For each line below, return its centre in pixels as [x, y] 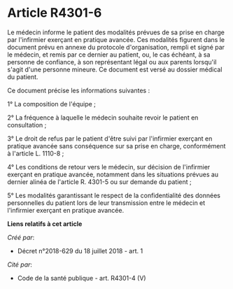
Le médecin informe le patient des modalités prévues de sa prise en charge [116, 32]
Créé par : [21, 237]
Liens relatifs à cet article [45, 224]
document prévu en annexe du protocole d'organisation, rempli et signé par [116, 47]
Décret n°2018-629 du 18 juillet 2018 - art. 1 [80, 251]
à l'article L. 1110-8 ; [36, 153]
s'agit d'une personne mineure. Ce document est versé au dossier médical [115, 69]
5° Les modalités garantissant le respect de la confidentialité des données [114, 195]
